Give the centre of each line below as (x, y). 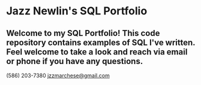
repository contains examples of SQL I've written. (101, 42)
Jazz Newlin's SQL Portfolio (77, 11)
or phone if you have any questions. (75, 61)
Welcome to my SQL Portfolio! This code (83, 33)
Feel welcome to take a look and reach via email (97, 52)
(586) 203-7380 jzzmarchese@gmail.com (58, 75)
